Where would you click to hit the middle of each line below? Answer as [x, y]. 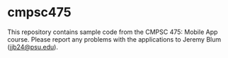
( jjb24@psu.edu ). [33, 47]
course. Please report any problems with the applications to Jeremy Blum [114, 39]
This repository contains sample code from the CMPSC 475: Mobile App [113, 32]
